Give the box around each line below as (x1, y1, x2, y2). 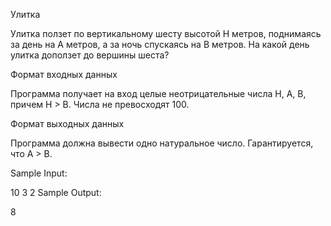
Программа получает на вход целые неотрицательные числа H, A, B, (10, 88, 307, 99)
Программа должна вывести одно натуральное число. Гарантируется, (10, 137, 314, 149)
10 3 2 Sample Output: (10, 187, 102, 198)
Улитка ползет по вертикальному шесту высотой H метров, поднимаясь (10, 28, 322, 39)
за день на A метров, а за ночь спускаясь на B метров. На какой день (10, 39, 310, 50)
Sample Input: (10, 167, 68, 179)
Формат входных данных (10, 69, 118, 80)
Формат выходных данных (10, 118, 125, 129)
